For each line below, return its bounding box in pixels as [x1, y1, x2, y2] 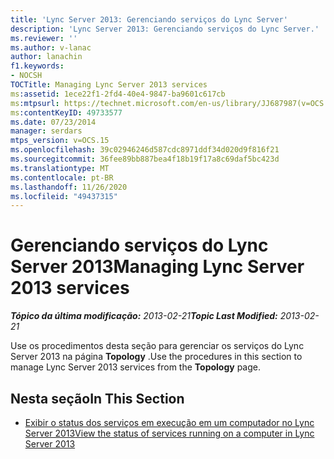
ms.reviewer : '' [10, 33, 78, 43]
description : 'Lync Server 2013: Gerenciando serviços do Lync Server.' [10, 24, 320, 34]
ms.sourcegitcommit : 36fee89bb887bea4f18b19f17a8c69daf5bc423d [10, 154, 280, 164]
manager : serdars [10, 126, 83, 136]
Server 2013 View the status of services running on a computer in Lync [24, 427, 315, 439]
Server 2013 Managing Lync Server [10, 256, 305, 278]
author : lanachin [10, 52, 83, 62]
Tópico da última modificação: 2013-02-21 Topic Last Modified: [10, 310, 278, 322]
